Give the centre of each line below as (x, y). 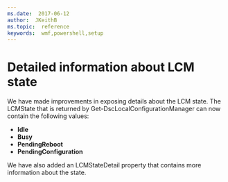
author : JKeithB (32, 20)
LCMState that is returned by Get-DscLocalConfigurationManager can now (114, 109)
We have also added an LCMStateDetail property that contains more (104, 165)
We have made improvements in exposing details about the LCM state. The (114, 101)
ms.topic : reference (38, 26)
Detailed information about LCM (101, 67)
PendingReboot (40, 144)
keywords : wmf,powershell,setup (55, 33)
